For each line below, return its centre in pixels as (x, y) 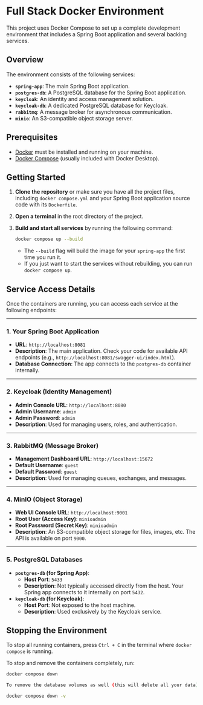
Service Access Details (51, 289)
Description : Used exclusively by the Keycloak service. (93, 611)
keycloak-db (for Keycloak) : (50, 598)
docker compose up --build (49, 239)
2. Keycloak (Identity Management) (59, 392)
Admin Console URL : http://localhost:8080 (70, 405)
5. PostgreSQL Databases (44, 560)
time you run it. (43, 257)
